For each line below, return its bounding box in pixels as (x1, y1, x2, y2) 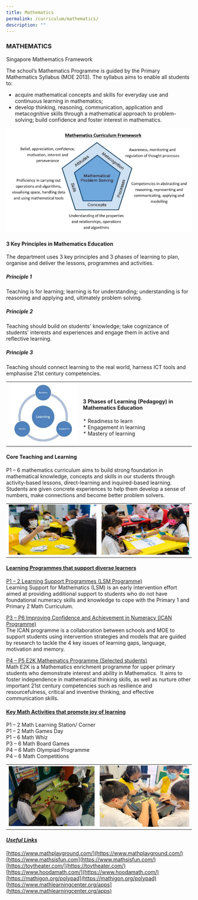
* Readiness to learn (82, 417, 133, 425)
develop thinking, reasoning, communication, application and (14, 103, 163, 110)
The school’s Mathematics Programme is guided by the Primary (6, 67, 160, 74)
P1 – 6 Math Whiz (6, 734, 48, 741)
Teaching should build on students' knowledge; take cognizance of (6, 322, 169, 330)
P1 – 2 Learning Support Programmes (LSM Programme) (6, 578, 143, 585)
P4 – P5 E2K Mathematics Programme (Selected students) (6, 657, 148, 664)
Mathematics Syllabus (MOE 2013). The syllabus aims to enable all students (6, 73, 190, 80)
